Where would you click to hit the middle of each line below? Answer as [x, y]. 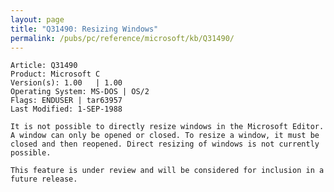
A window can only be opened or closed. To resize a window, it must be [165, 136]
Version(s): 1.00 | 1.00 [66, 83]
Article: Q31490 [44, 66]
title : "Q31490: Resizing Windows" [84, 29]
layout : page [37, 19]
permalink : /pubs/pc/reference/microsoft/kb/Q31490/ [122, 38]
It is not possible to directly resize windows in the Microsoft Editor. [167, 127]
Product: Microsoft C [55, 74]
